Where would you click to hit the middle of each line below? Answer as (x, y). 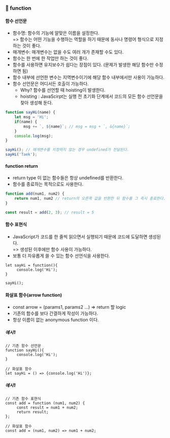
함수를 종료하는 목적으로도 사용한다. (48, 184)
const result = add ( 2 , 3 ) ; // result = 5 (50, 212)
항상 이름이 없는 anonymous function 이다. (56, 320)
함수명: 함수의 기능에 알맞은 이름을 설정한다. (56, 33)
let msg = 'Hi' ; (32, 117)
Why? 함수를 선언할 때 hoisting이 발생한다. (63, 90)
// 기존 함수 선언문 (23, 346)
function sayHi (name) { (30, 113)
